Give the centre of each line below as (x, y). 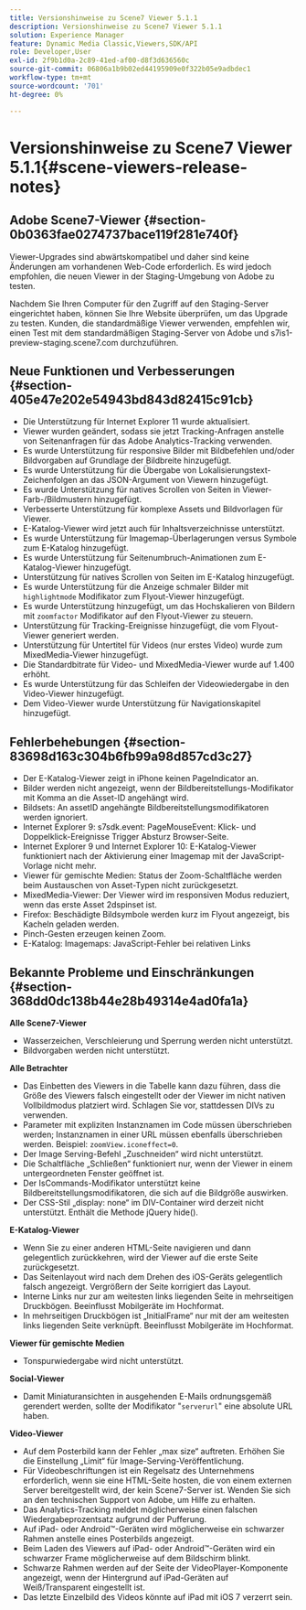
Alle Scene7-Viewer (48, 1023)
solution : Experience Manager (67, 35)
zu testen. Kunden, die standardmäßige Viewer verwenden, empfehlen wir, (150, 323)
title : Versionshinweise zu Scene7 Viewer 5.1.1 (104, 18)
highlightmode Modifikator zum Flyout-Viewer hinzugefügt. (133, 596)
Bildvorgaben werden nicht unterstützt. (96, 1050)
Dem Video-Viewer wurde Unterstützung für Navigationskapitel (142, 703)
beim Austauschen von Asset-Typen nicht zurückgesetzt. (131, 885)
